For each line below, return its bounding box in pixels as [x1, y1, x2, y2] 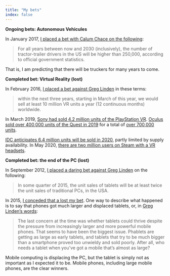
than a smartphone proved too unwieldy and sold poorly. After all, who [17, 239, 165, 245]
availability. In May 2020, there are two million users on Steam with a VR [5, 142, 156, 148]
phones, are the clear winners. [5, 265, 69, 271]
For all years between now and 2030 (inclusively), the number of [17, 45, 153, 52]
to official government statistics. [17, 56, 85, 62]
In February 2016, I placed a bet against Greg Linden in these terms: [5, 85, 147, 91]
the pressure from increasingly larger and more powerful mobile [17, 223, 151, 229]
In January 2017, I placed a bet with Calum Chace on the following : [5, 36, 144, 42]
